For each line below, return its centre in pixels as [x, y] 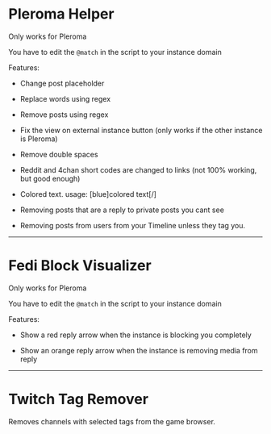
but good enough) [50, 178]
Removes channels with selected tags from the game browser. [112, 421]
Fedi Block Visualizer [80, 266]
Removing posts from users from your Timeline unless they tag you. [133, 225]
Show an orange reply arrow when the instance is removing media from [139, 350]
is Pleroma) [39, 139]
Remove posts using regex [64, 115]
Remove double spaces [59, 154]
